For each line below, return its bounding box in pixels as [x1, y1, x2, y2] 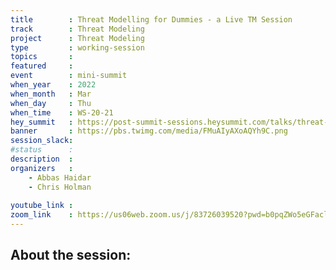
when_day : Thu [10, 98, 92, 108]
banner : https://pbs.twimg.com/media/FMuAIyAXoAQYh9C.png [10, 126, 288, 136]
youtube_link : [10, 201, 74, 211]
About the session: [10, 247, 132, 264]
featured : [10, 61, 74, 71]
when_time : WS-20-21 [10, 107, 114, 118]
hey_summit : [10, 117, 74, 127]
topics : [10, 52, 74, 62]
